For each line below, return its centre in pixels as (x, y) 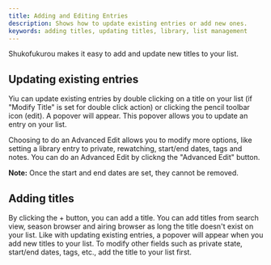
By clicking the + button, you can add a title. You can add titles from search (133, 218)
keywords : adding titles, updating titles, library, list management (128, 31)
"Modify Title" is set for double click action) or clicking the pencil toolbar (129, 107)
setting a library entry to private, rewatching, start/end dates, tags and (125, 149)
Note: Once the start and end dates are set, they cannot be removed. (123, 173)
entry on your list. (38, 124)
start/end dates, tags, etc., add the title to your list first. (100, 252)
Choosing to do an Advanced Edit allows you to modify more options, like (130, 140)
